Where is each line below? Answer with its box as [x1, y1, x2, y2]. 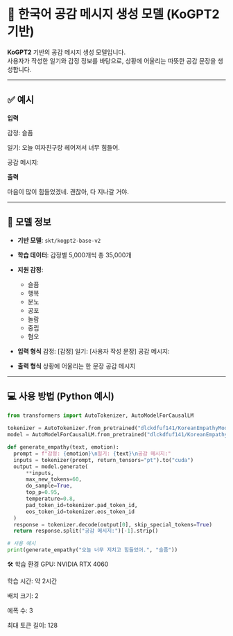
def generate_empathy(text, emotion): [7, 444, 119, 451]
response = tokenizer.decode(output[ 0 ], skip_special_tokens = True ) [13, 521, 213, 528]
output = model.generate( [13, 463, 89, 470]
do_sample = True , [25, 483, 73, 490]
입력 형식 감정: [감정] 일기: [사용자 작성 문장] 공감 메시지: [17, 347, 170, 355]
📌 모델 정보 [7, 216, 52, 228]
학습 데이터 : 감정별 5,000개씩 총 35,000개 [17, 250, 132, 259]
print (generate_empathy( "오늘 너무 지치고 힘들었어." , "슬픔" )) [7, 547, 178, 553]
